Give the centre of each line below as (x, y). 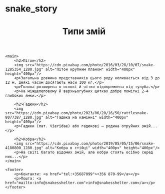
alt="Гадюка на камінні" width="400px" (87, 118)
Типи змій (84, 32)
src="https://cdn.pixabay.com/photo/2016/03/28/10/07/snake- (90, 65)
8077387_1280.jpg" (24, 118)
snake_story (31, 9)
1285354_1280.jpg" (24, 70)
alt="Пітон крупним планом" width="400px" (90, 70)
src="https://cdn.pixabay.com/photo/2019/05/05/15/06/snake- (90, 144)
